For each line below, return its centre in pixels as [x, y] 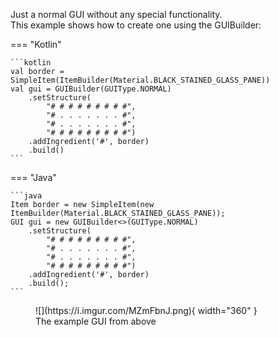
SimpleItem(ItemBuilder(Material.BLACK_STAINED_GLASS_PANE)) [140, 80]
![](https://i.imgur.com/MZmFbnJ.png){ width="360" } [146, 310]
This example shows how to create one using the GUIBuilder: [136, 25]
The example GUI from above [96, 321]
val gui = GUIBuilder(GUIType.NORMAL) [91, 89]
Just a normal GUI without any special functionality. [116, 14]
